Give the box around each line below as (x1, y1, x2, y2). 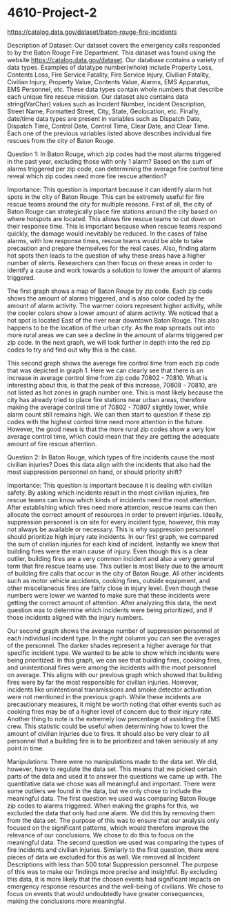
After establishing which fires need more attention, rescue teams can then (7, 503, 218, 511)
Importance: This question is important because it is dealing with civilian (7, 481, 212, 489)
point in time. (7, 744, 45, 752)
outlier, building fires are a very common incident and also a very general (7, 554, 215, 562)
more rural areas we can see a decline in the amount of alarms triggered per (7, 330, 224, 339)
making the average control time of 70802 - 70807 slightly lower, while (7, 403, 208, 411)
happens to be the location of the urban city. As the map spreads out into (7, 323, 215, 332)
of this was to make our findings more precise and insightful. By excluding (7, 867, 218, 875)
